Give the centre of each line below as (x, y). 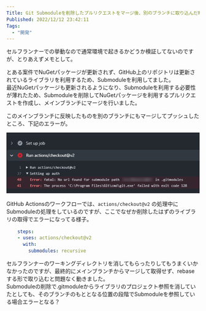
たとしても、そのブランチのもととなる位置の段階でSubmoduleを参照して (98, 294)
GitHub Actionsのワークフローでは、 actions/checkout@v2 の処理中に (93, 203)
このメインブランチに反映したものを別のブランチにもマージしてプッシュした (103, 116)
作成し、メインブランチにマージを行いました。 (82, 103)
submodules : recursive (57, 251)
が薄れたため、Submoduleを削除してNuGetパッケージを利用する (88, 95)
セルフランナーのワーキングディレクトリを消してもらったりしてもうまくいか (102, 263)
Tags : (13, 26)
